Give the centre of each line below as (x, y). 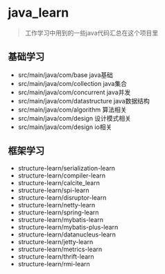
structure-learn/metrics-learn (60, 249)
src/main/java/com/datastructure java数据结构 (84, 101)
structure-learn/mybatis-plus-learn (68, 227)
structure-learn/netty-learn (57, 205)
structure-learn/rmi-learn (54, 264)
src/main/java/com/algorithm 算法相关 (72, 110)
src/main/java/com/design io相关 (65, 127)
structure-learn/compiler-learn (62, 175)
